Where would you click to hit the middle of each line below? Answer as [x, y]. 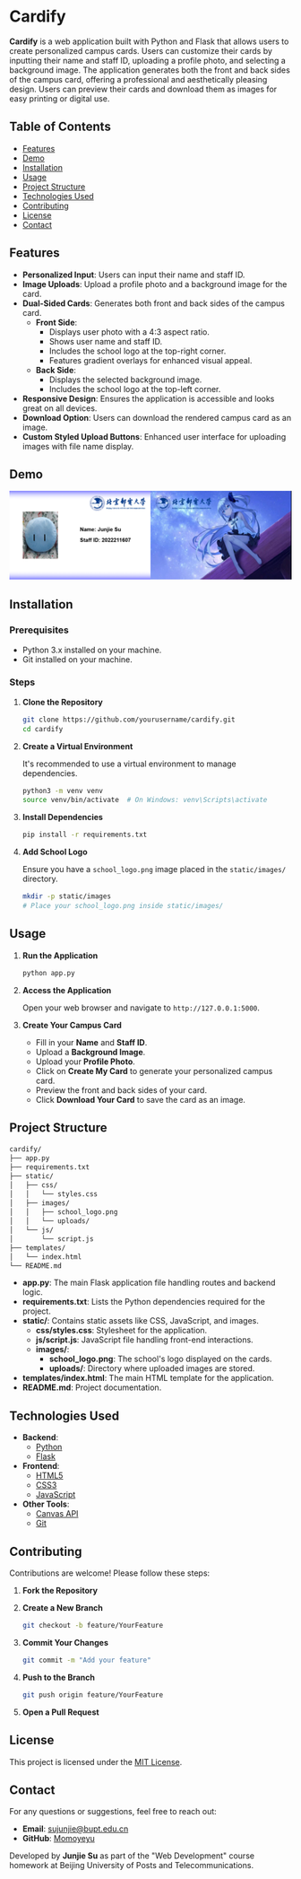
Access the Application [67, 990]
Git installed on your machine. [77, 659]
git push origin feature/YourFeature [93, 1695]
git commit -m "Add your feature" [86, 1660]
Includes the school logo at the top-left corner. [135, 389]
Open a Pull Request [61, 1712]
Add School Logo [55, 852]
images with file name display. [78, 446]
